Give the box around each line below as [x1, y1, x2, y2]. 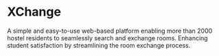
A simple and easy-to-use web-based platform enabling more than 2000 [7, 27, 213, 35]
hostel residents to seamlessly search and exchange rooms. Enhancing [7, 33, 208, 42]
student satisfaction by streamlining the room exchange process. [7, 41, 191, 49]
